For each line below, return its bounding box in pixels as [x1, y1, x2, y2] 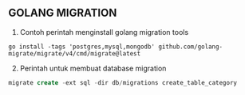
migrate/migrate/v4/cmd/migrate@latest [8, 49, 141, 58]
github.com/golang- [158, 43, 223, 51]
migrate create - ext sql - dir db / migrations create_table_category [8, 78, 238, 86]
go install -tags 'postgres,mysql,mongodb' [8, 43, 156, 51]
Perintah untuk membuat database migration [19, 63, 167, 73]
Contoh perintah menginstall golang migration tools [19, 27, 189, 36]
